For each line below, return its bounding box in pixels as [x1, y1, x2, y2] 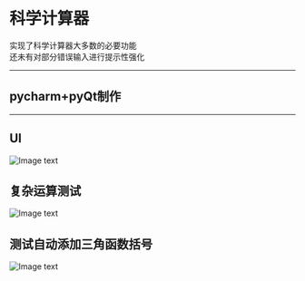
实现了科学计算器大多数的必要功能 [9, 40, 137, 51]
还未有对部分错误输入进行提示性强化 [9, 51, 145, 62]
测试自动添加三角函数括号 [9, 237, 152, 252]
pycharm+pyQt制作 [9, 89, 122, 104]
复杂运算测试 [9, 183, 82, 199]
